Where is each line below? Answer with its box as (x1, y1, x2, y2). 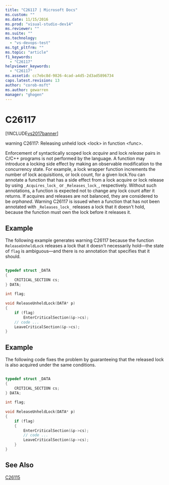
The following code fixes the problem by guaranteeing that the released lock (5, 357, 164, 363)
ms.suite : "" (5, 31, 33, 36)
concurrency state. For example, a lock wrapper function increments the (5, 166, 155, 172)
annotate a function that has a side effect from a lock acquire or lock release (5, 177, 164, 183)
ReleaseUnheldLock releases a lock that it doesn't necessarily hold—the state (5, 243, 164, 249)
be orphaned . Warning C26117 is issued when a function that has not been (5, 198, 160, 205)
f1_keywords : (5, 54, 33, 60)
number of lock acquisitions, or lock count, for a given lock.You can (5, 171, 145, 178)
